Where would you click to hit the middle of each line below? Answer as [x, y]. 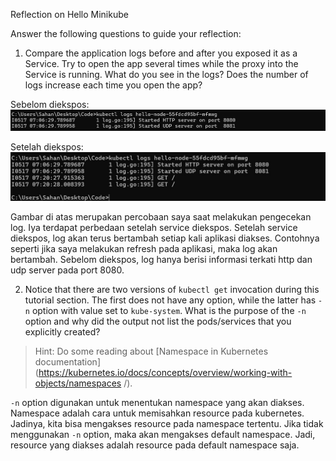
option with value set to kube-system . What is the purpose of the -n [169, 311]
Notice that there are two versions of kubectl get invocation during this [172, 290]
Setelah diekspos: [47, 146]
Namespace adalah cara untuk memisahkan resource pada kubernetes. [157, 413]
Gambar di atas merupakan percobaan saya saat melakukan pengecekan [161, 217]
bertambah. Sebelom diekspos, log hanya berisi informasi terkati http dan [161, 260]
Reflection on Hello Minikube [69, 14]
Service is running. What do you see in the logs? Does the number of [166, 74]
